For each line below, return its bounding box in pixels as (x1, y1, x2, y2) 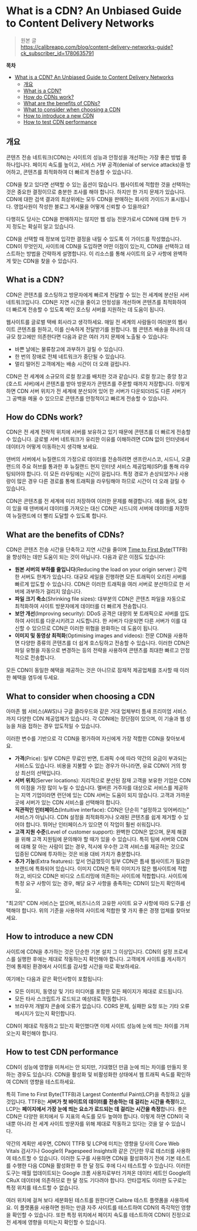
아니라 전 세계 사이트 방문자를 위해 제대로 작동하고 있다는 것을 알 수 (16, 1120, 170, 1127)
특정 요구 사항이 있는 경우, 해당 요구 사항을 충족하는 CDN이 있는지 (14, 880, 165, 886)
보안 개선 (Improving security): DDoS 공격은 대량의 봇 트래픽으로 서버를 (14, 610, 179, 617)
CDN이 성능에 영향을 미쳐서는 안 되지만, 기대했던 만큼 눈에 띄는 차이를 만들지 (6, 1063, 182, 1070)
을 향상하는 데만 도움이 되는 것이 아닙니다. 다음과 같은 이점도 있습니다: (6, 553, 165, 561)
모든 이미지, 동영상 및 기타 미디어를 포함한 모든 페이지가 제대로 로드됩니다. (14, 988, 184, 995)
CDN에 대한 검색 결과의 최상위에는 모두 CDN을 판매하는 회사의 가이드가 (6, 195, 169, 202)
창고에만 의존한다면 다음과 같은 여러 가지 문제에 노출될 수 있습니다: (16, 333, 169, 340)
